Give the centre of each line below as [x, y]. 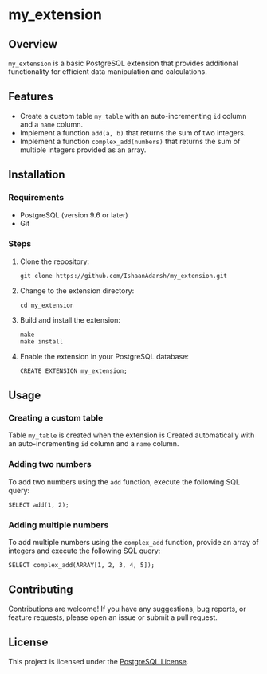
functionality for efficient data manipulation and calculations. [108, 72]
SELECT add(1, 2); [39, 505]
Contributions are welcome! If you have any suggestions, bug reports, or [127, 609]
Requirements [36, 198]
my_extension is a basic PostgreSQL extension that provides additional [123, 63]
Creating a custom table [56, 418]
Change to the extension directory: [77, 290]
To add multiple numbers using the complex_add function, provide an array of [133, 543]
